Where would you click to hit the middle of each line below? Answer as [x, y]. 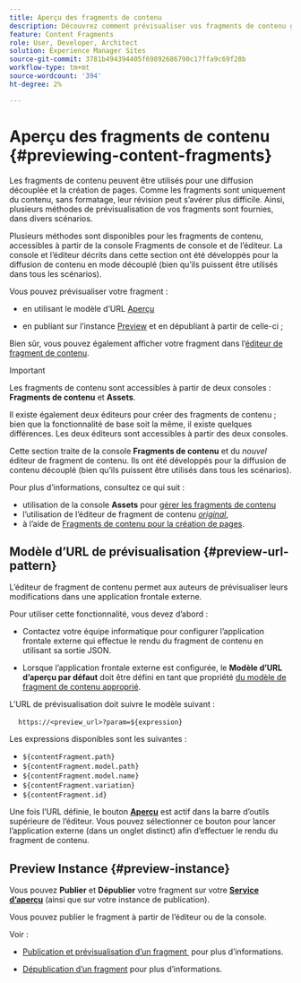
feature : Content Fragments [62, 34]
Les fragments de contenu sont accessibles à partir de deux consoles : [140, 387]
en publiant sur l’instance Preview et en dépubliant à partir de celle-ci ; [153, 326]
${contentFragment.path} [69, 757]
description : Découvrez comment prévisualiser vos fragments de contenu [148, 26]
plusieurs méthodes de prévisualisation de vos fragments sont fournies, [142, 209]
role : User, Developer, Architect [74, 43]
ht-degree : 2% [36, 84]
